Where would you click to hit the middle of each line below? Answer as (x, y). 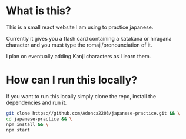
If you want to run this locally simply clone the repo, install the (81, 96)
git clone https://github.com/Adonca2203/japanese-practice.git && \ (93, 113)
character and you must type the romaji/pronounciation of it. (79, 45)
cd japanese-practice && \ (39, 119)
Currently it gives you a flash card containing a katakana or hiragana (89, 38)
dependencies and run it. (36, 102)
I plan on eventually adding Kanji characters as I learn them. (79, 56)
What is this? (39, 11)
